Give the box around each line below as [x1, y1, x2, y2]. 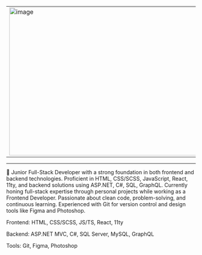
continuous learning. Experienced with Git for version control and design [6, 201, 186, 207]
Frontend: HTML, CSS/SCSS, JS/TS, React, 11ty [6, 219, 124, 225]
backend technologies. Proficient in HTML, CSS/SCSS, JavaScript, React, [6, 175, 188, 182]
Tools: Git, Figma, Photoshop [6, 242, 78, 249]
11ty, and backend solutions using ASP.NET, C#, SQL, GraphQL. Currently [6, 181, 188, 189]
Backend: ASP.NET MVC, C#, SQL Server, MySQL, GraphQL [6, 230, 155, 238]
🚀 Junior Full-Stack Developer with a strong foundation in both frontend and [6, 169, 194, 175]
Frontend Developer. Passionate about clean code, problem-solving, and [6, 194, 186, 201]
